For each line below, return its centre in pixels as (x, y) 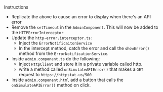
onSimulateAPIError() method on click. (51, 85)
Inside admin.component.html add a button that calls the (67, 80)
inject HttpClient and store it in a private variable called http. (81, 64)
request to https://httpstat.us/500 (55, 74)
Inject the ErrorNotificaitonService (55, 43)
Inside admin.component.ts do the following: (56, 59)
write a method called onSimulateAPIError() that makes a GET (81, 69)
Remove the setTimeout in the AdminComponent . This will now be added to (85, 27)
